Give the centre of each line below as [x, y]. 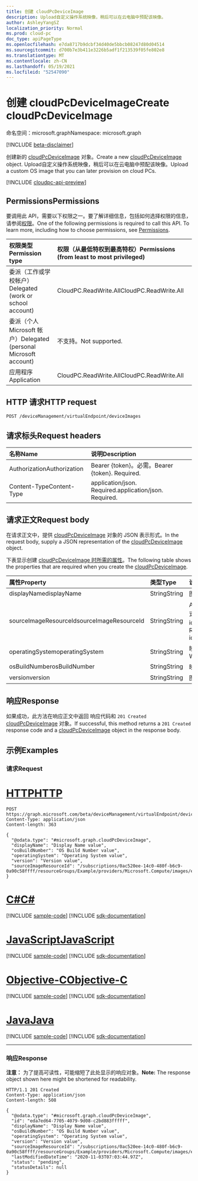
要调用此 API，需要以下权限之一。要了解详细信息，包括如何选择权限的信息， [99, 216]
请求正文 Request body [48, 520]
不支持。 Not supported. [90, 341]
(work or [21, 296]
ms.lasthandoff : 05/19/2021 [41, 66]
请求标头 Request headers [54, 436]
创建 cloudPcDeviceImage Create [88, 103]
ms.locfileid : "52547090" [38, 72]
